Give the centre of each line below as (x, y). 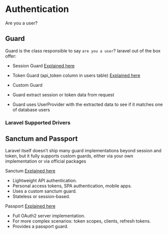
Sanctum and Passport (41, 139)
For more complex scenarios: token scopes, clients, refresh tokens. (81, 221)
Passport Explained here (30, 206)
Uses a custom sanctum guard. (44, 191)
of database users (31, 110)
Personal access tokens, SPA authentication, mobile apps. (72, 186)
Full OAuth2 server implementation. (49, 216)
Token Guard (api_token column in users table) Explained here (76, 75)
